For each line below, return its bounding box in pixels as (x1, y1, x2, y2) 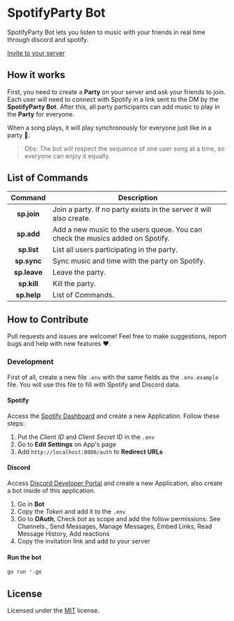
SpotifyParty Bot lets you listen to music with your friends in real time (7, 28, 205, 36)
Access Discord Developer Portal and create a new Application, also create (7, 479, 223, 488)
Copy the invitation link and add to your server (17, 537, 150, 546)
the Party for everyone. (7, 110, 75, 118)
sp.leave (13, 267, 43, 277)
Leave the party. (52, 267, 107, 277)
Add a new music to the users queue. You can (52, 225, 203, 234)
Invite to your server (7, 49, 65, 57)
